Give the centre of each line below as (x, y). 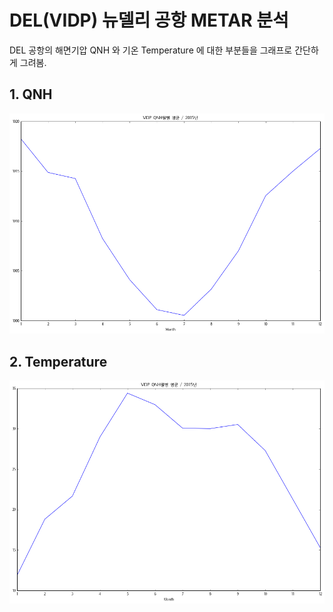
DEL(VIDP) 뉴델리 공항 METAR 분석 (149, 20)
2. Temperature (58, 361)
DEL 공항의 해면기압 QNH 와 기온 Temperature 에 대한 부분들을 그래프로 (151, 50)
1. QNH (31, 94)
